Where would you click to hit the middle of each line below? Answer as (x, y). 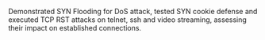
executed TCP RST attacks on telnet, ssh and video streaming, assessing (128, 20)
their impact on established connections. (75, 28)
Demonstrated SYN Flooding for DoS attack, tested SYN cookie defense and (133, 11)
